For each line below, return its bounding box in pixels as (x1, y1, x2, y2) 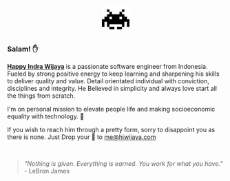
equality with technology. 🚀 (7, 112, 85, 120)
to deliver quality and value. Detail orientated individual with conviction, (7, 77, 210, 85)
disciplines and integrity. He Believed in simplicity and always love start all (7, 85, 217, 93)
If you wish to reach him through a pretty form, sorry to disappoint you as (7, 126, 216, 134)
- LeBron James (23, 167, 70, 175)
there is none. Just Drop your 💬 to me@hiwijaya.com (7, 133, 156, 141)
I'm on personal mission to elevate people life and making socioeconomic (7, 105, 216, 114)
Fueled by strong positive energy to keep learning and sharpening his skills (7, 70, 220, 78)
